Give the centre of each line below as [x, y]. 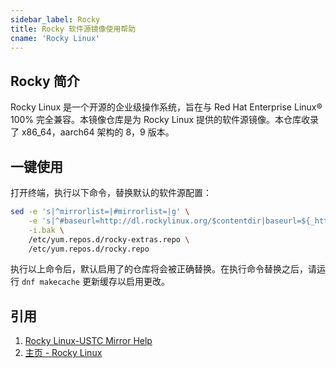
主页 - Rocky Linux [63, 353]
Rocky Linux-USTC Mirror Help [88, 341]
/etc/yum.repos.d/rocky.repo [89, 249]
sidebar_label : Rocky [55, 19]
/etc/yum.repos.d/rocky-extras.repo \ [109, 239]
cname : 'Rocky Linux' [55, 38]
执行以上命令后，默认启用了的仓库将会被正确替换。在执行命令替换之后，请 [163, 269]
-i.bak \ [46, 230]
